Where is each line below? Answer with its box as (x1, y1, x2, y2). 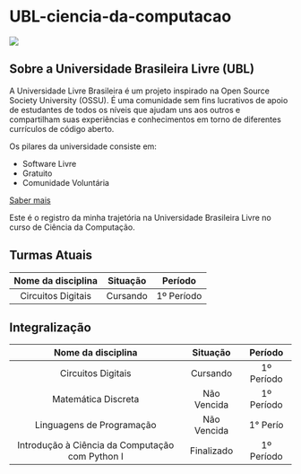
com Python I (67, 451, 124, 463)
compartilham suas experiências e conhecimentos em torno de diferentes (9, 114, 282, 125)
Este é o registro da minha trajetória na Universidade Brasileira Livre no (9, 212, 271, 223)
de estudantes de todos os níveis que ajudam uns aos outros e (9, 104, 241, 115)
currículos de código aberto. (9, 123, 115, 134)
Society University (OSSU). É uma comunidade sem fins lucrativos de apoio (9, 94, 288, 105)
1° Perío (249, 419, 284, 432)
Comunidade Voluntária (21, 177, 110, 188)
